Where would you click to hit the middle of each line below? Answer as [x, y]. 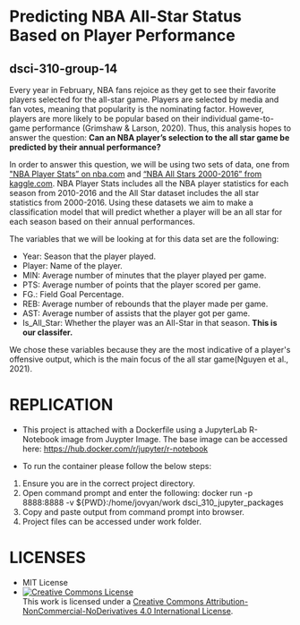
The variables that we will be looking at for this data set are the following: [144, 239]
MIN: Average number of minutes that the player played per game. [144, 275]
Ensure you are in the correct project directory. [108, 483]
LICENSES [48, 558]
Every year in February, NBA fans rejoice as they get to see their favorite [142, 90]
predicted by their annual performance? [85, 147]
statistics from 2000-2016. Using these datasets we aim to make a [131, 202]
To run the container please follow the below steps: [117, 466]
